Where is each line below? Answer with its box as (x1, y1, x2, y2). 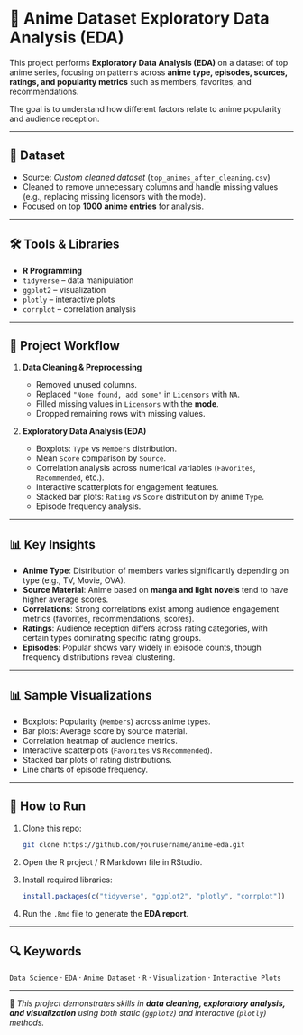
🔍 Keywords (9, 944, 82, 959)
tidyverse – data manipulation (22, 275, 134, 286)
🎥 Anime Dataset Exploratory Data (9, 8, 270, 29)
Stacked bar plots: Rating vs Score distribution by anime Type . (35, 492, 264, 503)
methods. (9, 1017, 45, 1029)
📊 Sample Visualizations (9, 687, 152, 703)
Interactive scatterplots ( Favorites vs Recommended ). (22, 745, 213, 756)
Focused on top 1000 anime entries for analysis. (22, 201, 205, 212)
